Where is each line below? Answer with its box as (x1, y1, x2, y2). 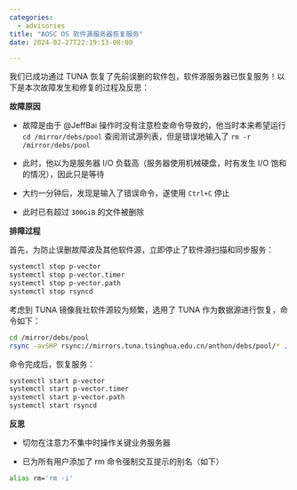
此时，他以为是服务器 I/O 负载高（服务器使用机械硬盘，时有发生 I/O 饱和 (21, 157, 287, 169)
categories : (9, 12, 53, 22)
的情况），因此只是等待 (21, 169, 105, 180)
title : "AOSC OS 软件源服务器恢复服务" (9, 29, 144, 38)
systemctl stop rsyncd (9, 286, 93, 296)
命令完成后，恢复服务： (9, 358, 95, 369)
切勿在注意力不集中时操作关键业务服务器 (21, 438, 171, 447)
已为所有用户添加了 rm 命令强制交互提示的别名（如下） (21, 456, 224, 467)
